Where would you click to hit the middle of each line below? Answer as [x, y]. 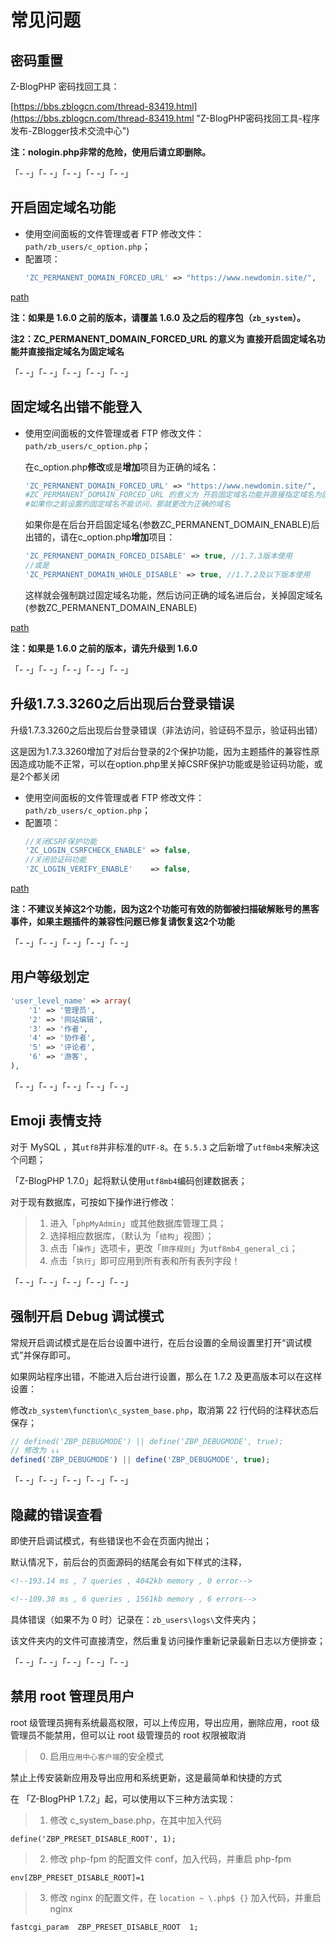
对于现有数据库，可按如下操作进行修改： [93, 1202]
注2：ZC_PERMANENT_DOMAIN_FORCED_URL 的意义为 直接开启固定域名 [163, 338]
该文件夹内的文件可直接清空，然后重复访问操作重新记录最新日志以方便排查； [168, 1640]
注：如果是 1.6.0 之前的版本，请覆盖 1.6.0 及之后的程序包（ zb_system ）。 [158, 317]
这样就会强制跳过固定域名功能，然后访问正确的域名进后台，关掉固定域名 [173, 595]
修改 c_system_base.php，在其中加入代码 [135, 1820]
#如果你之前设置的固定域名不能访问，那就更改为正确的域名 [128, 504]
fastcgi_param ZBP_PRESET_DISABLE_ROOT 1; [104, 1927]
